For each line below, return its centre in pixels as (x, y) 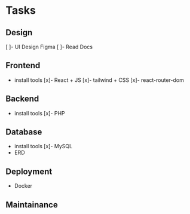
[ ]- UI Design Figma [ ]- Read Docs (49, 47)
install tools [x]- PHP (39, 113)
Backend (22, 99)
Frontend (23, 65)
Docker (23, 186)
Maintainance (32, 205)
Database (24, 132)
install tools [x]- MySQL (43, 146)
